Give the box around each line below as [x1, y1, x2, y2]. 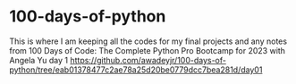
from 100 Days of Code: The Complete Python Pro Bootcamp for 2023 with [9, 45, 286, 55]
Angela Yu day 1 [9, 55, 69, 65]
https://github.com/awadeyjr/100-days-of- [70, 55, 226, 65]
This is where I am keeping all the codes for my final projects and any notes [9, 36, 288, 46]
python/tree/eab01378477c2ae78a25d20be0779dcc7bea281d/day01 [9, 64, 263, 75]
